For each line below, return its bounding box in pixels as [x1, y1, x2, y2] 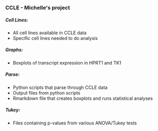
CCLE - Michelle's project [5, 4, 70, 11]
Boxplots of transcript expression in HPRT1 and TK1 [12, 59, 122, 65]
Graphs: [5, 47, 23, 53]
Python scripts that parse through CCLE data [12, 84, 108, 91]
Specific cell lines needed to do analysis [12, 35, 98, 41]
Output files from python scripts [12, 90, 81, 96]
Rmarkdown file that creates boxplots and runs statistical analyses [12, 95, 153, 101]
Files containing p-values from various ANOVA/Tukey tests [12, 120, 137, 126]
